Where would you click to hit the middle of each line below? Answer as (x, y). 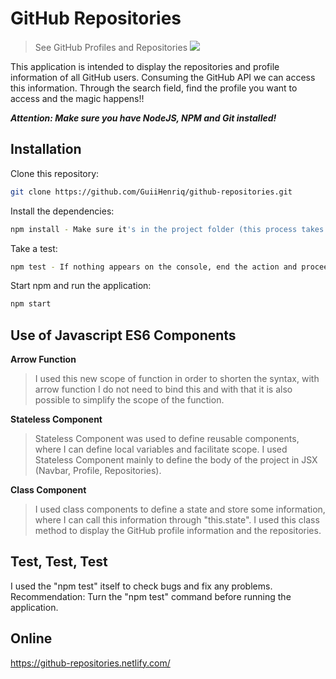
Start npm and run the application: (81, 286)
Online (31, 638)
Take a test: (34, 248)
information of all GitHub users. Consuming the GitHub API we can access (163, 77)
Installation (46, 149)
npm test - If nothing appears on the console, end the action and (154, 267)
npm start (31, 304)
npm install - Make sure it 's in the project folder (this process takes (167, 229)
